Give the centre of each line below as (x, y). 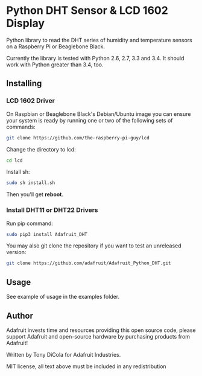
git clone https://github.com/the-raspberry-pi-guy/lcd (78, 138)
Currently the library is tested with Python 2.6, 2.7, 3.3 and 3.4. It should (95, 58)
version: (16, 252)
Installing (24, 84)
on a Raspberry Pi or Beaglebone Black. (56, 46)
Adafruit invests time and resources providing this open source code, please (101, 330)
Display (26, 23)
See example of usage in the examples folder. (63, 297)
